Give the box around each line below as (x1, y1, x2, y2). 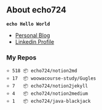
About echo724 (6, 5, 67, 15)
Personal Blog (15, 32, 50, 39)
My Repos (6, 53, 36, 61)
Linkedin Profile (15, 38, 55, 45)
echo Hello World (6, 21, 50, 27)
